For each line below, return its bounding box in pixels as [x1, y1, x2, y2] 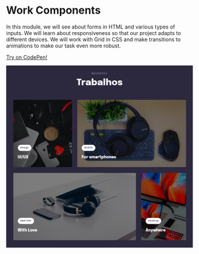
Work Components [6, 4, 101, 17]
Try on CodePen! [6, 53, 47, 61]
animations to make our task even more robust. [6, 42, 121, 49]
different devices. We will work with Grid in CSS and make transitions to [6, 36, 181, 43]
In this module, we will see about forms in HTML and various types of [6, 23, 175, 30]
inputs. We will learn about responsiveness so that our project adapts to [6, 29, 181, 36]
